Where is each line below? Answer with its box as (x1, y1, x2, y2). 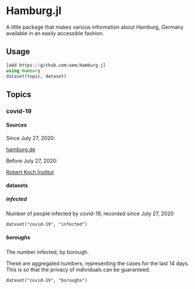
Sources (6, 121, 28, 128)
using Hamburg (6, 67, 41, 74)
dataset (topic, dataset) (6, 73, 67, 79)
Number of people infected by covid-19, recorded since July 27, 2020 (6, 210, 174, 217)
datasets (6, 182, 28, 189)
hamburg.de (6, 145, 36, 153)
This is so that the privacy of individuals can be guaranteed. (6, 266, 150, 273)
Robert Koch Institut (6, 168, 54, 175)
